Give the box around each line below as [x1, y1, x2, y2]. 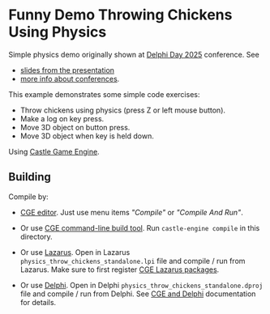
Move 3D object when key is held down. [19, 131, 154, 141]
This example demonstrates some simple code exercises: [8, 89, 200, 99]
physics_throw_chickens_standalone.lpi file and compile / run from [19, 256, 246, 265]
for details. [19, 297, 57, 307]
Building [8, 170, 51, 184]
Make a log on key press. [19, 113, 105, 123]
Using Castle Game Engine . [8, 146, 100, 156]
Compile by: [8, 192, 49, 202]
